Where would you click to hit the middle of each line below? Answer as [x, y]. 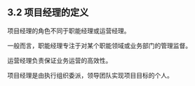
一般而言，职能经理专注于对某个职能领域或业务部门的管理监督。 [99, 45]
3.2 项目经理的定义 [48, 13]
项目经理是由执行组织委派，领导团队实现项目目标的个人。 [90, 75]
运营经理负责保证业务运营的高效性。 [60, 60]
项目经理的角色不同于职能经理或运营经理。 [69, 31]
